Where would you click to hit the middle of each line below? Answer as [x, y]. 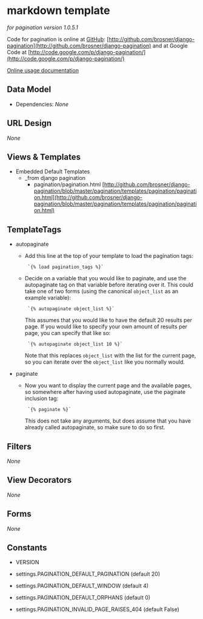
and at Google [170, 46]
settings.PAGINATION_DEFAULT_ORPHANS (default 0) [83, 598]
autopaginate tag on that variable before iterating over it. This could [109, 285]
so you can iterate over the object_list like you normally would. [105, 362]
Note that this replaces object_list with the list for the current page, [110, 356]
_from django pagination [55, 178]
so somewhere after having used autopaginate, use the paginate [105, 392]
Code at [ [18, 52]
